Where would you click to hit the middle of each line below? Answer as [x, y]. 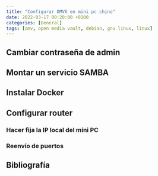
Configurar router [39, 113]
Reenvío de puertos [35, 146]
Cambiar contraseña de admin [63, 52]
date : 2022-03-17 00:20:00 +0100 [48, 17]
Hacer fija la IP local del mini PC [53, 130]
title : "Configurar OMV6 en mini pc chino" [61, 12]
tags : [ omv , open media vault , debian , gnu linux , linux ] [79, 28]
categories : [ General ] [34, 23]
